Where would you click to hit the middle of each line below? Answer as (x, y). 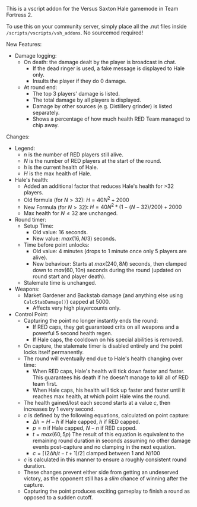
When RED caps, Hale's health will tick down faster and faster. (109, 371)
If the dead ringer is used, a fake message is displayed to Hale (109, 68)
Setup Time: (38, 226)
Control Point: (31, 314)
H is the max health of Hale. (58, 174)
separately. (46, 113)
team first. (45, 384)
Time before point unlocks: (57, 245)
